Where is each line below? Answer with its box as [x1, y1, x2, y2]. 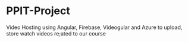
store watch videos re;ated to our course [6, 30, 106, 37]
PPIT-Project [6, 4, 70, 18]
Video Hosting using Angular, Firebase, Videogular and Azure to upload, [6, 24, 183, 31]
